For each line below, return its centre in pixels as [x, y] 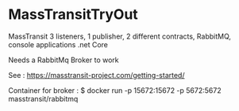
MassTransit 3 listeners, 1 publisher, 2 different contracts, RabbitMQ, [120, 36]
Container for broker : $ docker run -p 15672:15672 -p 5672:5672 [115, 90]
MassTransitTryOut [73, 15]
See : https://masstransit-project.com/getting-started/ [96, 75]
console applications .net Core [58, 44]
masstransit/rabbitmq [43, 98]
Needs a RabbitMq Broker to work [64, 60]
